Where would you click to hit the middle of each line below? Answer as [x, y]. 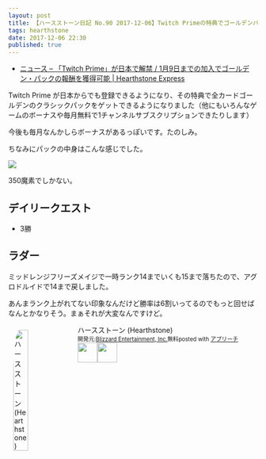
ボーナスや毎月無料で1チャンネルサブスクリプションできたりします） [141, 115]
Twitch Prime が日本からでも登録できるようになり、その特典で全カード [124, 95]
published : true [35, 45]
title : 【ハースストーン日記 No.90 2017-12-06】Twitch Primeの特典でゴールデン [131, 23]
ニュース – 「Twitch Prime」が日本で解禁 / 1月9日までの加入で [121, 69]
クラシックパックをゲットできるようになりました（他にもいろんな [143, 105]
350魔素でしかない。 [42, 181]
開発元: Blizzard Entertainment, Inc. [123, 339]
